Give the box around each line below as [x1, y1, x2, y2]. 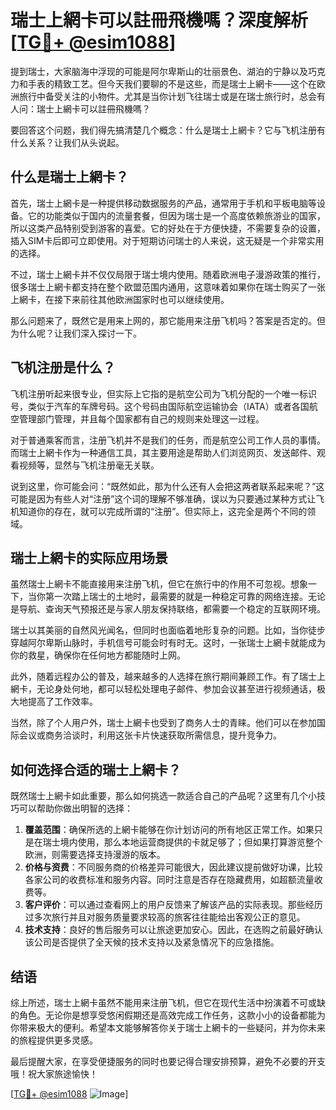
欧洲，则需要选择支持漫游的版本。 [24, 849, 166, 861]
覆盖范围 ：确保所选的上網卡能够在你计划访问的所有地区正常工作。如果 [24, 824, 315, 836]
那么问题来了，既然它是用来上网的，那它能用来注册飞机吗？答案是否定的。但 [10, 314, 326, 326]
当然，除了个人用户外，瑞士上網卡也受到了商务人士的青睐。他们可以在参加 [10, 717, 317, 729]
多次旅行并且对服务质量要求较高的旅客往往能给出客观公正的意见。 [33, 911, 306, 923]
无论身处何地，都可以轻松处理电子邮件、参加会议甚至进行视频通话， [36, 683, 317, 695]
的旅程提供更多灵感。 [10, 1034, 98, 1046]
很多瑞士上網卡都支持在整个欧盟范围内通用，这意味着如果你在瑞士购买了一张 [10, 281, 326, 293]
